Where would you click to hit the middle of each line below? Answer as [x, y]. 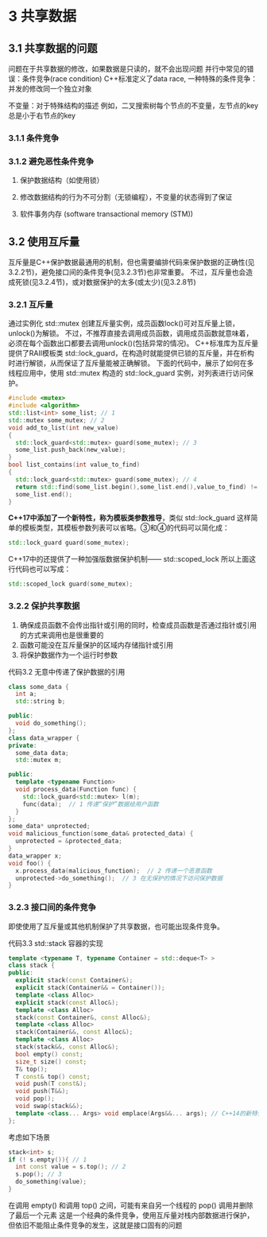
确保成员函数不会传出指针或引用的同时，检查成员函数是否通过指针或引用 [138, 624]
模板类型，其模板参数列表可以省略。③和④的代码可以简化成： [126, 528]
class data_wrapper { [44, 738]
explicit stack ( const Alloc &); [67, 1002]
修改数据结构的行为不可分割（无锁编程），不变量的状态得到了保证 [126, 197]
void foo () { [30, 863]
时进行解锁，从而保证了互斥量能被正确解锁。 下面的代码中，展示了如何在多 [131, 364]
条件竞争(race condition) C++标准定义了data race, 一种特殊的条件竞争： [140, 79]
